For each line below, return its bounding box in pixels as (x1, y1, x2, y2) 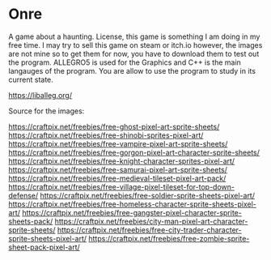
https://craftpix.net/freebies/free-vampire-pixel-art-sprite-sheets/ (8, 139, 228, 148)
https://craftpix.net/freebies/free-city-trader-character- (57, 224, 242, 235)
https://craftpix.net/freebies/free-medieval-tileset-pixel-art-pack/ (8, 173, 227, 183)
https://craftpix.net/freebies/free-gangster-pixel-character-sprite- (21, 207, 243, 217)
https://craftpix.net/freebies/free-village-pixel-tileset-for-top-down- (8, 181, 235, 191)
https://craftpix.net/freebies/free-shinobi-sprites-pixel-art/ (8, 130, 204, 140)
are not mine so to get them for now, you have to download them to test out (8, 49, 260, 58)
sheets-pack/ (8, 216, 53, 226)
